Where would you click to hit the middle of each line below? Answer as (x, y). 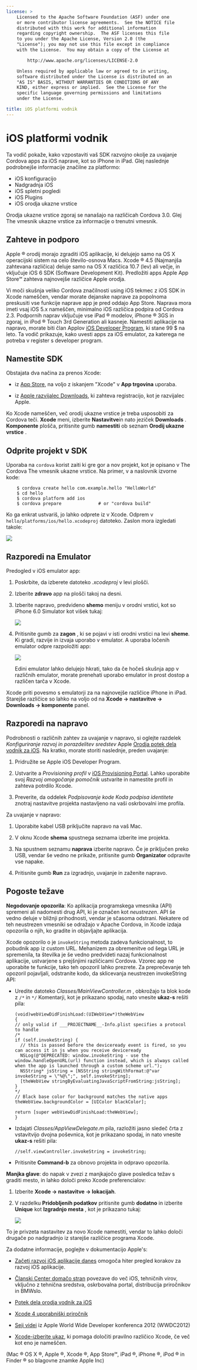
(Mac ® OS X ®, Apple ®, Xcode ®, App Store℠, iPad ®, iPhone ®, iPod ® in (96, 1354)
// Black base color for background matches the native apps (91, 1097)
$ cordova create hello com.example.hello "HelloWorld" (87, 488)
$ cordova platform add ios (51, 499)
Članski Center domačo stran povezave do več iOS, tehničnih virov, (96, 1278)
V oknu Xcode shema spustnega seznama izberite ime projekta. (92, 837)
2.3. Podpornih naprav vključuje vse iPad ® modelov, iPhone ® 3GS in (90, 315)
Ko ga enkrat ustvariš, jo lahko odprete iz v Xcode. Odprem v (80, 515)
